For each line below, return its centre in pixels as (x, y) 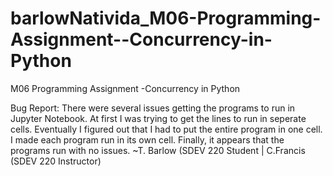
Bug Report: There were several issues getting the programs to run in (153, 108)
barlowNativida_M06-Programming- (166, 18)
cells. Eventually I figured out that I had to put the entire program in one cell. (166, 129)
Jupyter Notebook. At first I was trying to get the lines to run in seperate (158, 118)
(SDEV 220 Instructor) (56, 161)
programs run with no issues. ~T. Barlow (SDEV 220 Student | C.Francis (158, 150)
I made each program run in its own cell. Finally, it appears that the (147, 139)
